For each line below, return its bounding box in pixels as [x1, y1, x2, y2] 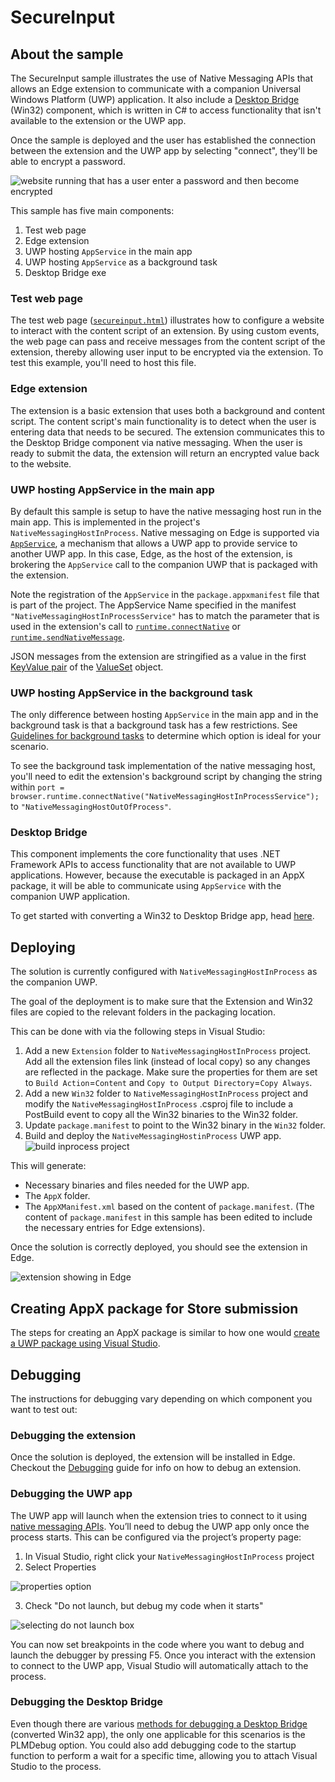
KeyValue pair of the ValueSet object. [10, 661, 164, 673]
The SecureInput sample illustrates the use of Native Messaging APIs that [10, 72, 314, 84]
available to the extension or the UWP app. [10, 115, 187, 126]
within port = [10, 781, 65, 793]
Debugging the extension [10, 1428, 137, 1442]
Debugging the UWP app [10, 1487, 133, 1501]
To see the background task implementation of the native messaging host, [10, 760, 316, 772]
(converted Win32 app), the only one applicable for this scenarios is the [10, 1728, 306, 1740]
